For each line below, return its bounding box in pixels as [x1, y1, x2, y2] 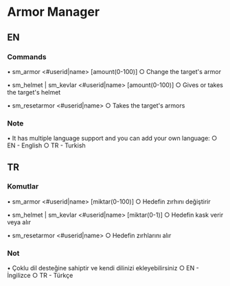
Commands [7, 52, 47, 62]
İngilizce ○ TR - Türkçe [7, 272, 73, 280]
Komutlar [7, 182, 39, 191]
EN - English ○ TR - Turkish [7, 141, 86, 150]
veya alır [7, 217, 31, 226]
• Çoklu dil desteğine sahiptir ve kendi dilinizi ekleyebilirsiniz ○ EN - [7, 264, 199, 272]
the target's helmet [7, 88, 61, 96]
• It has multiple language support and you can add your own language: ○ [7, 134, 218, 143]
